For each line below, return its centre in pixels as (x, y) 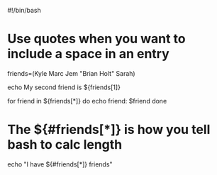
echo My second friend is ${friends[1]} (64, 87)
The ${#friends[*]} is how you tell (109, 130)
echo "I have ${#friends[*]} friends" (60, 164)
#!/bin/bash (24, 10)
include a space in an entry (89, 54)
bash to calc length (65, 145)
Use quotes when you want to (96, 39)
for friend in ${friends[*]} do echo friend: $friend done (87, 101)
